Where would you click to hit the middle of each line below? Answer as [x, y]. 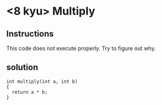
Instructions [30, 34]
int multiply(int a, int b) [42, 81]
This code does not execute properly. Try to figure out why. [81, 48]
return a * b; [30, 92]
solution [22, 67]
